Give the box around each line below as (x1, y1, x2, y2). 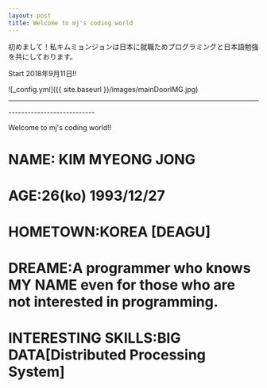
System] (8, 363, 65, 381)
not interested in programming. (8, 293, 219, 311)
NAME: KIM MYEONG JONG (8, 150, 196, 168)
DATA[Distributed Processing (8, 346, 207, 364)
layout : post (8, 11, 52, 20)
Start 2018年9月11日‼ (8, 68, 77, 78)
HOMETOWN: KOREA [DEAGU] (8, 223, 211, 241)
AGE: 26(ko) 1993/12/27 (8, 186, 165, 205)
